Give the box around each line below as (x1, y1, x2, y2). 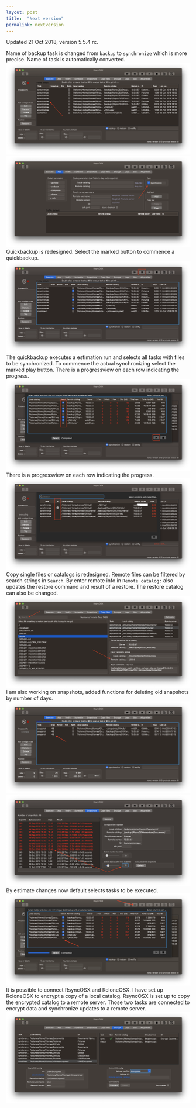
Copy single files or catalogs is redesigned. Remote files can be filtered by (6, 571, 185, 578)
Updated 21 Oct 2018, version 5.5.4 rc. (6, 39, 98, 46)
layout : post (6, 9, 38, 15)
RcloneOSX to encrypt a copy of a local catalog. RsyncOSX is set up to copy (6, 992, 190, 999)
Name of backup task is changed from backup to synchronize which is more (6, 50, 187, 57)
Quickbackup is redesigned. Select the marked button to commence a (6, 248, 175, 256)
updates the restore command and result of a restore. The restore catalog (6, 583, 184, 590)
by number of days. (6, 695, 53, 702)
